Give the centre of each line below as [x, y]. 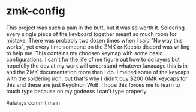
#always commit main [33, 102]
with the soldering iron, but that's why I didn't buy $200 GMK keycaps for [97, 78]
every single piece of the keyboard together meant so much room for [91, 34]
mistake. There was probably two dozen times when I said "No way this [94, 40]
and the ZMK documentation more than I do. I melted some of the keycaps [98, 72]
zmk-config [36, 11]
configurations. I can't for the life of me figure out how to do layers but [93, 59]
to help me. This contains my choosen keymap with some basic [85, 53]
